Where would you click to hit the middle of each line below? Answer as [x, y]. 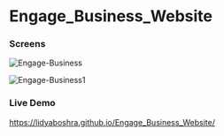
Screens [27, 44]
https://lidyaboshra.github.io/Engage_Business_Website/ [112, 122]
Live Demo [32, 103]
